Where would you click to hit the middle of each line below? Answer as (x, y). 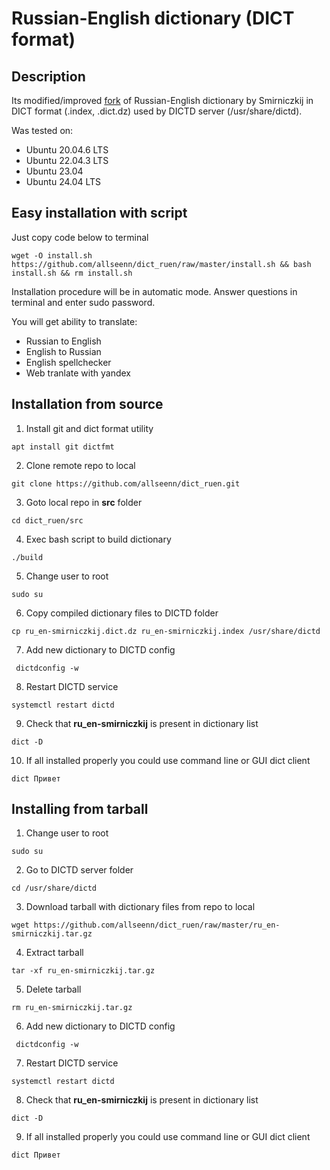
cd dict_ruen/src (47, 520)
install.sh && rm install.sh (72, 273)
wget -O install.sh (52, 255)
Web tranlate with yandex (78, 373)
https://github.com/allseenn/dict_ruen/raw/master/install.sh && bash (161, 264)
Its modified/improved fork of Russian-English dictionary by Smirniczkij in (162, 100)
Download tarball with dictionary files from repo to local (140, 907)
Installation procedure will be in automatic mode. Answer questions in (154, 291)
